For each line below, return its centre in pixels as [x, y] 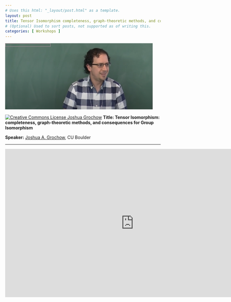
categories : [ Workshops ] [33, 31]
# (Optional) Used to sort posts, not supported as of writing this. [78, 26]
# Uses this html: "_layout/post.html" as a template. [63, 10]
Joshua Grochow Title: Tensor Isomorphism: [114, 117]
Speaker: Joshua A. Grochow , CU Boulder [48, 137]
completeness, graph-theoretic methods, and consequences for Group [79, 123]
